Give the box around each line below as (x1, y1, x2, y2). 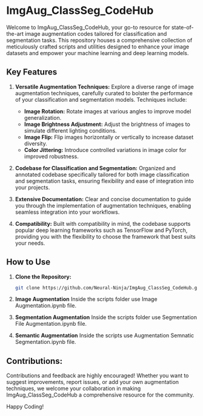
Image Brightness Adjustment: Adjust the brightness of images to (24, 121, 191, 128)
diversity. (24, 140, 47, 147)
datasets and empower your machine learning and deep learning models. (6, 49, 189, 56)
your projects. (15, 183, 50, 191)
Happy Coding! (6, 403, 44, 411)
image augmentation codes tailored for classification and (25, 30, 167, 37)
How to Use (6, 257, 51, 267)
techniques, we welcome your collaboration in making (6, 385, 141, 392)
